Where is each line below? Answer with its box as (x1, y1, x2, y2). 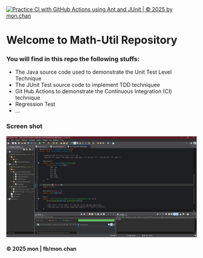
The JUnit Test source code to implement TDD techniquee (14, 82, 160, 89)
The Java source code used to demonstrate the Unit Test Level (14, 68, 172, 76)
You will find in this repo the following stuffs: (6, 55, 140, 63)
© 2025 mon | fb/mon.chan (6, 245, 77, 253)
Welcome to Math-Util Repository (6, 33, 178, 47)
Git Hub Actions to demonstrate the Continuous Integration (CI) (14, 88, 172, 95)
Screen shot (6, 122, 43, 131)
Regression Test (14, 100, 56, 108)
